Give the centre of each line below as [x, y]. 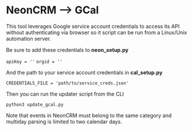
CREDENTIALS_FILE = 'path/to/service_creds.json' [68, 83]
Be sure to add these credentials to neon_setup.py [67, 49]
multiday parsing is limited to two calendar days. [64, 121]
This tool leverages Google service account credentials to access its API [93, 26]
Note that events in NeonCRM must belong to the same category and [89, 115]
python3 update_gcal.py [35, 105]
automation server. [29, 38]
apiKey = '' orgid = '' [34, 62]
